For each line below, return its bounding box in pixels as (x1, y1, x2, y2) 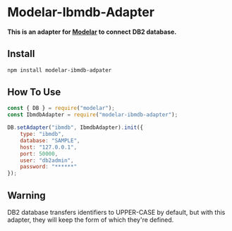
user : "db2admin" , (20, 156, 74, 164)
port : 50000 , (20, 150, 59, 157)
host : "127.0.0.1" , (20, 144, 78, 151)
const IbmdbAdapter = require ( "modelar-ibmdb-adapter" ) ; (7, 111, 178, 118)
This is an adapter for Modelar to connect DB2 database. (7, 27, 177, 36)
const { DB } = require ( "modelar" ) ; (7, 105, 115, 112)
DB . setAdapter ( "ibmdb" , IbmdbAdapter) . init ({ (7, 124, 143, 131)
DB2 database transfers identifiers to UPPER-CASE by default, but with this (7, 208, 226, 216)
